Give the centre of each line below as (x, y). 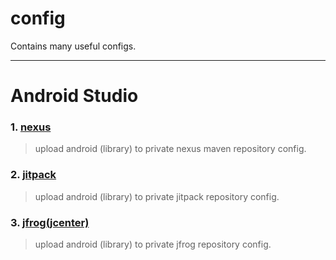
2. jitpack (33, 175)
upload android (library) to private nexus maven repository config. (170, 149)
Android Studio (74, 96)
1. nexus (31, 127)
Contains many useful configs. (73, 46)
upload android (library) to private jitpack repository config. (157, 196)
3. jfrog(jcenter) (50, 222)
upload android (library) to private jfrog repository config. (153, 244)
